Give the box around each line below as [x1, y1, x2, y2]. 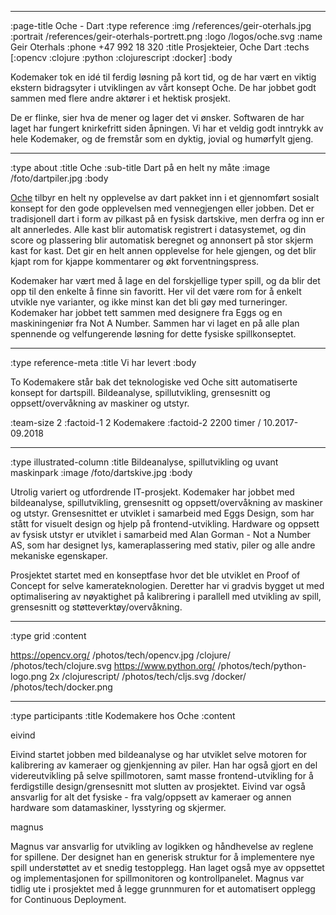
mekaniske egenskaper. [10, 550, 108, 561]
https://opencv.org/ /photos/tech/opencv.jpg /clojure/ [10, 649, 232, 661]
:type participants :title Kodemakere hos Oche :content [10, 710, 236, 721]
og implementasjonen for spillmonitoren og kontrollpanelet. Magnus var [10, 872, 305, 884]
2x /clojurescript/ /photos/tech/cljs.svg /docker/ [49, 671, 247, 682]
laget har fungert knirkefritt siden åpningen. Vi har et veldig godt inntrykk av [10, 122, 324, 134]
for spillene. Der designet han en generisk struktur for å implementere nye [10, 851, 315, 863]
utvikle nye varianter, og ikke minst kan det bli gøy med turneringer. [10, 296, 288, 308]
